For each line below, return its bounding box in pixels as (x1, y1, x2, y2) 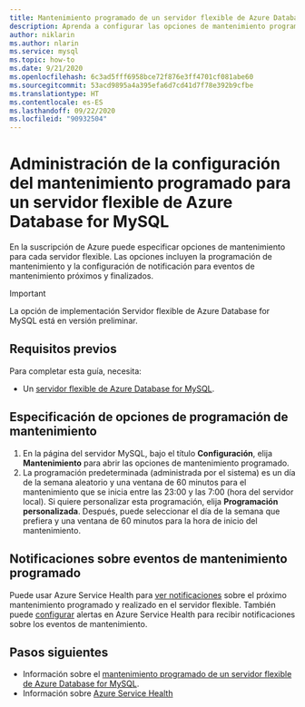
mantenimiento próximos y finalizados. (9, 270, 154, 281)
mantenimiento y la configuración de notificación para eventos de (9, 260, 256, 272)
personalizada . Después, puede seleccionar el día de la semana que (22, 506, 280, 516)
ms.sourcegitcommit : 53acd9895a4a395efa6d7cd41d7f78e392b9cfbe (9, 81, 254, 90)
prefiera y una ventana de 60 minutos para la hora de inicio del (22, 515, 258, 526)
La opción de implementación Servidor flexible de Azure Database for (9, 306, 271, 317)
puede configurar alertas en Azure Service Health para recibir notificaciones (9, 609, 296, 620)
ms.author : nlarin (9, 38, 79, 48)
